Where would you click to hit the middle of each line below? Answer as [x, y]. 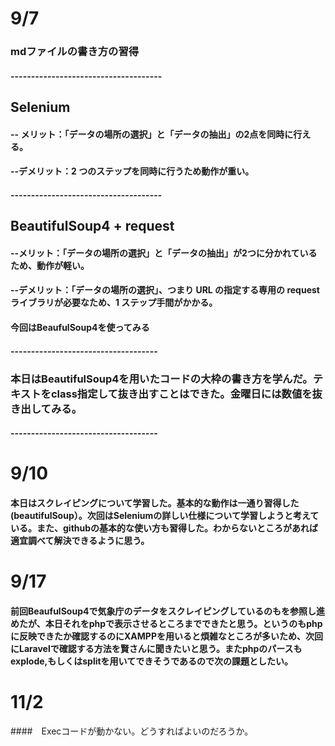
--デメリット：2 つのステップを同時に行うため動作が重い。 [132, 171]
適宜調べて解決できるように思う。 [80, 540]
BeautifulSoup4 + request [92, 226]
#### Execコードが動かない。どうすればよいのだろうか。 [132, 731]
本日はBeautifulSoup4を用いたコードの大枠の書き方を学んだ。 [161, 379]
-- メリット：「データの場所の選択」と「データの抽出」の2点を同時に [152, 134]
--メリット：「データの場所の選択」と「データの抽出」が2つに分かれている [164, 253]
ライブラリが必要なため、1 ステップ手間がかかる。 [114, 303]
